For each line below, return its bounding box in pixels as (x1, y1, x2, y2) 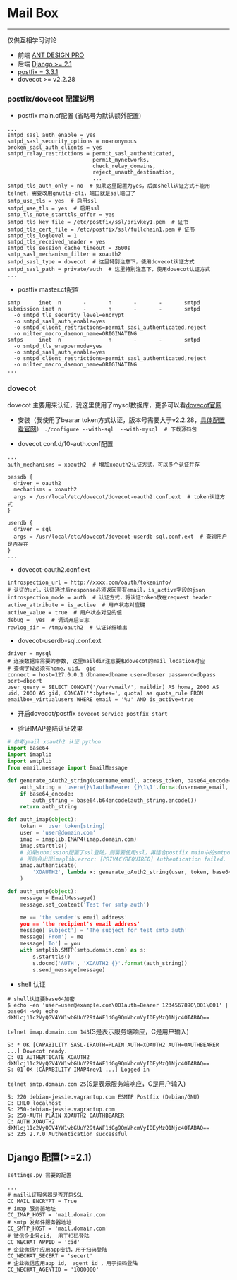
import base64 (7, 745, 49, 752)
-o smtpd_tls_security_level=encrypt (13, 312, 125, 319)
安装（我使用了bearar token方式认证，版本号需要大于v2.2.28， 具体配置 (17, 415, 226, 424)
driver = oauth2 (13, 479, 61, 486)
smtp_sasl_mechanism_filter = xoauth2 (7, 251, 121, 258)
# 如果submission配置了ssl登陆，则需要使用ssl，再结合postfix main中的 (20, 849, 215, 856)
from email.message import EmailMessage (7, 765, 128, 772)
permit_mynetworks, (92, 157, 150, 164)
